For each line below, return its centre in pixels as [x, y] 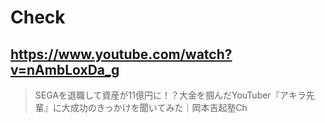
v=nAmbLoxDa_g [65, 69]
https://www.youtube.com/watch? [121, 54]
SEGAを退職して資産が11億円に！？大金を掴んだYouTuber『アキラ [170, 95]
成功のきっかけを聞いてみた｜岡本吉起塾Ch [158, 107]
